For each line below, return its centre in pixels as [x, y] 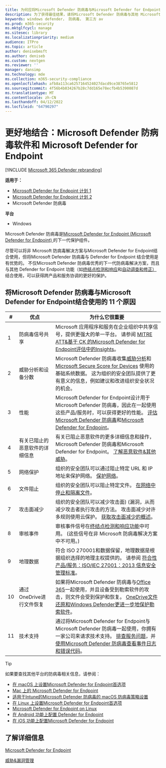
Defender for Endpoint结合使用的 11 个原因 [70, 302]
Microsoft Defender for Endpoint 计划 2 [52, 197]
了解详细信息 [25, 738]
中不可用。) [67, 541]
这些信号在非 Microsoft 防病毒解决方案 [113, 534]
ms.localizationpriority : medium [40, 38]
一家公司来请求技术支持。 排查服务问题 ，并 [105, 636]
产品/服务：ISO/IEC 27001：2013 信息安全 [105, 565]
